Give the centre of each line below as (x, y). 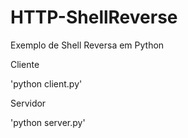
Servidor (28, 103)
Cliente (25, 64)
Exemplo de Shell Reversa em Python (87, 45)
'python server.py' (48, 122)
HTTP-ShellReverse (94, 17)
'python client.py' (46, 83)
